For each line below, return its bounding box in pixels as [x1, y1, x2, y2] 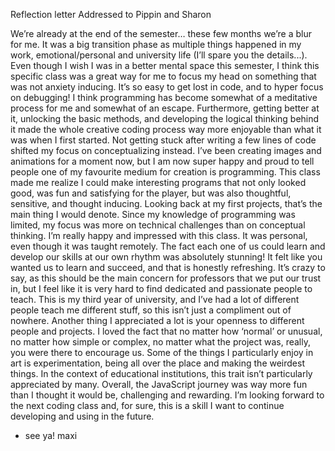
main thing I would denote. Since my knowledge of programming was [10, 209, 296, 220]
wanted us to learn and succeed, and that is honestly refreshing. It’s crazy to [10, 262, 326, 273]
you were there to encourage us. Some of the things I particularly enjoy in [10, 347, 314, 358]
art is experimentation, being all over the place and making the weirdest [10, 357, 305, 369]
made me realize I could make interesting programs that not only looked [10, 177, 307, 188]
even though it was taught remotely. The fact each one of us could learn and [10, 240, 326, 252]
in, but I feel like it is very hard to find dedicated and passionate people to [10, 283, 313, 294]
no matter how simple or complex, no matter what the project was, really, [10, 336, 312, 348]
